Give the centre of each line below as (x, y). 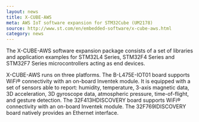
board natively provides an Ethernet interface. (63, 113)
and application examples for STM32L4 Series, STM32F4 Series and (90, 57)
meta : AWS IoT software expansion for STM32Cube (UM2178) (80, 23)
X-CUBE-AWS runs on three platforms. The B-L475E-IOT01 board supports (98, 75)
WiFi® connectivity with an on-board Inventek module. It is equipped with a (98, 82)
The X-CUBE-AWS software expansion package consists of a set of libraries (100, 51)
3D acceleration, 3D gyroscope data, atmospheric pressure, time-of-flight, (98, 94)
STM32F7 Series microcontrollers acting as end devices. (76, 64)
